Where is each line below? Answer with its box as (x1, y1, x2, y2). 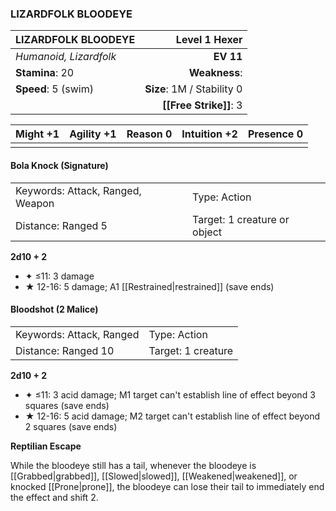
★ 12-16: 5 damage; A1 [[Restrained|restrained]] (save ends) (24, 280, 275, 292)
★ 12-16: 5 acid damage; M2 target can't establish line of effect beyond (24, 410, 320, 422)
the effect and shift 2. (10, 491, 99, 503)
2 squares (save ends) (24, 420, 118, 432)
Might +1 (15, 127, 60, 141)
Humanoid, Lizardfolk (15, 50, 117, 64)
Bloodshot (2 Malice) (10, 303, 99, 316)
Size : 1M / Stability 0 (144, 82, 243, 96)
